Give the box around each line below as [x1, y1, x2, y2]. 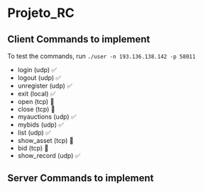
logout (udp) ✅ [17, 74, 62, 82]
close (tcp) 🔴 [17, 105, 55, 113]
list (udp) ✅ [17, 129, 51, 137]
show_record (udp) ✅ [17, 151, 81, 160]
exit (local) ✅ [17, 90, 56, 98]
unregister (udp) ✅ [17, 81, 72, 90]
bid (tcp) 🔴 [17, 144, 49, 152]
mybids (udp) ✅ [17, 120, 64, 129]
